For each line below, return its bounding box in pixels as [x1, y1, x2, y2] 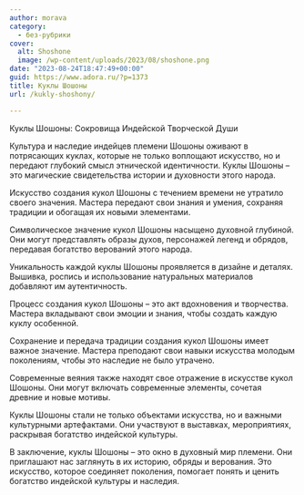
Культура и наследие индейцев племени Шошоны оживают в [9, 140, 248, 151]
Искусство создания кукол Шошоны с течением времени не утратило [9, 187, 284, 198]
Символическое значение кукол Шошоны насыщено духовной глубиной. [9, 224, 294, 235]
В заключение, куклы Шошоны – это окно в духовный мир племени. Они [9, 446, 293, 457]
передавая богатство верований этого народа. [9, 243, 193, 254]
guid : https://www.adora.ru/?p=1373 [9, 73, 148, 82]
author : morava [9, 13, 67, 23]
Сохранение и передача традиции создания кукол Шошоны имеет [9, 335, 269, 346]
